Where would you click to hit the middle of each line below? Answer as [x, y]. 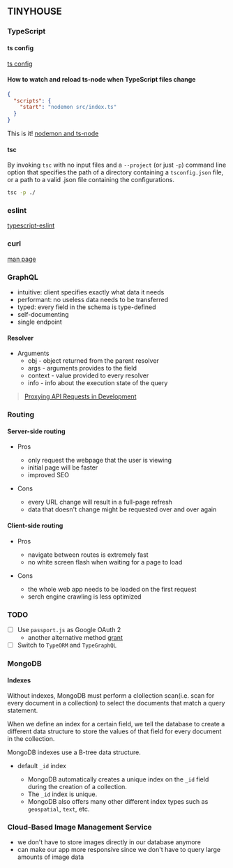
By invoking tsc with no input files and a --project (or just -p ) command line [117, 165]
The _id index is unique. [62, 794]
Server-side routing [36, 431]
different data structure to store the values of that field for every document [114, 731]
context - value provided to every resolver [88, 375]
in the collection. [31, 739]
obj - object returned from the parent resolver [93, 361]
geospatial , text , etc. [59, 809]
